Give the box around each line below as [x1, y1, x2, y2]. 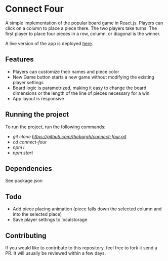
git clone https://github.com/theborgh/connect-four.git [12, 133, 127, 139]
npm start [12, 150, 33, 156]
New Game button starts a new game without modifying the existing [12, 74, 154, 80]
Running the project [5, 110, 69, 119]
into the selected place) [12, 211, 62, 217]
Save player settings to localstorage [12, 216, 88, 223]
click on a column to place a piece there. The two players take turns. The [5, 25, 157, 31]
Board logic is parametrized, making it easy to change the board [12, 85, 147, 91]
